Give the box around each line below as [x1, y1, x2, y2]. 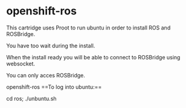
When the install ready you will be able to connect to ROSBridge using [6, 53, 181, 61]
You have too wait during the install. [6, 42, 95, 49]
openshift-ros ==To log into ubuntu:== [6, 83, 102, 91]
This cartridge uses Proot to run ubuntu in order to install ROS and [6, 24, 171, 31]
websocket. [6, 60, 35, 67]
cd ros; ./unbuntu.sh [6, 95, 57, 102]
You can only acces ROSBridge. [6, 71, 86, 79]
